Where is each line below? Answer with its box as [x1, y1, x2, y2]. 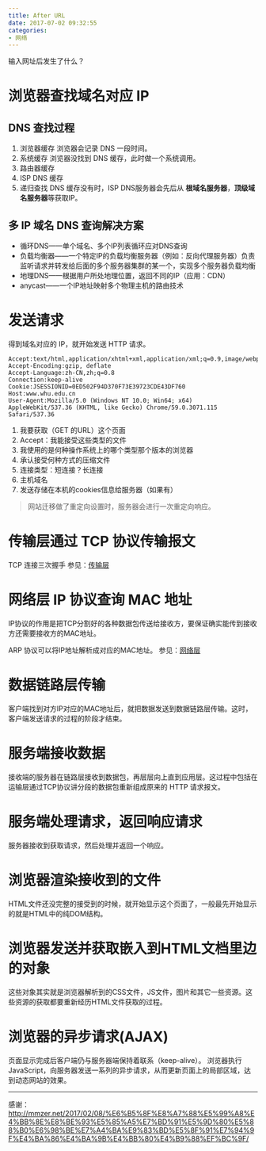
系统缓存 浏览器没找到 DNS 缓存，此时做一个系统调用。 [19, 154, 200, 163]
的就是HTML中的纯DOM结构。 [8, 908, 108, 918]
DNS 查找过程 [8, 120, 75, 135]
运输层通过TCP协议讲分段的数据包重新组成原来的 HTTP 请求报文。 [8, 782, 226, 791]
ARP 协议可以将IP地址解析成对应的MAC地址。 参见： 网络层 [8, 645, 201, 655]
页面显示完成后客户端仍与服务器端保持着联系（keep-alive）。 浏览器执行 [8, 1055, 243, 1065]
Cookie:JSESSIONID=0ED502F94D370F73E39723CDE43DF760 [8, 383, 186, 391]
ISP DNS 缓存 [19, 174, 63, 183]
